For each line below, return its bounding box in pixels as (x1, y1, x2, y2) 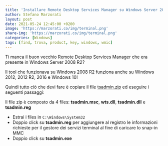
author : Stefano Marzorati (5, 12, 61, 17)
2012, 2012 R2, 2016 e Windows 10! (5, 74, 78, 80)
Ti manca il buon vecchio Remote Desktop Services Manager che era (5, 54, 148, 60)
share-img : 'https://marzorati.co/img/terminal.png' (5, 31, 117, 36)
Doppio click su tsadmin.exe (12, 135, 72, 141)
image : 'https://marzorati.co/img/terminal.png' (5, 26, 108, 31)
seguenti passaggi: (5, 89, 44, 95)
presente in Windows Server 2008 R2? (5, 59, 85, 65)
